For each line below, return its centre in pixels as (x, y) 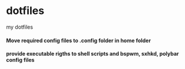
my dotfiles (20, 27)
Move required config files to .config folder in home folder (79, 40)
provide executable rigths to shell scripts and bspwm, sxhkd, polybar (92, 54)
